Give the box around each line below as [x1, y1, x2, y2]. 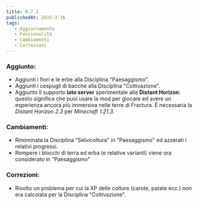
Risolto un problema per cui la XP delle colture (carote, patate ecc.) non [14, 184, 192, 191]
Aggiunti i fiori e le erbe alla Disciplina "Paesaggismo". [14, 76, 149, 83]
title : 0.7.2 [6, 8, 39, 15]
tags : [6, 20, 20, 26]
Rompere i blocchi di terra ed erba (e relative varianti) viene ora [14, 149, 172, 156]
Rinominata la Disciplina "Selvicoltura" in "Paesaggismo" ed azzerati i [14, 137, 187, 144]
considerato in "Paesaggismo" [14, 156, 91, 163]
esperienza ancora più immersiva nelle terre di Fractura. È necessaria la [14, 102, 193, 109]
